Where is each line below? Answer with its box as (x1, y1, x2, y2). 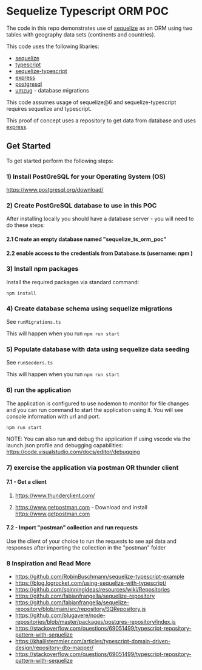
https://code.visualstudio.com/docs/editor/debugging (6, 448, 141, 455)
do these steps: (6, 222, 45, 229)
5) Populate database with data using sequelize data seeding (6, 345, 190, 354)
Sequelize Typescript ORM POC (6, 4, 169, 18)
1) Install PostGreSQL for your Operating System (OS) (6, 172, 166, 181)
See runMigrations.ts (6, 318, 61, 326)
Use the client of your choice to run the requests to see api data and (6, 537, 177, 545)
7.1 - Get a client (6, 478, 47, 486)
